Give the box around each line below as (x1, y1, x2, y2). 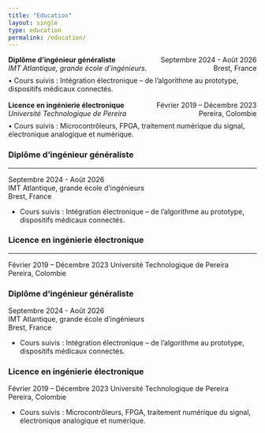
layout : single (8, 19, 58, 27)
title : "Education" (8, 11, 73, 20)
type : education (8, 26, 62, 34)
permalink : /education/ (8, 33, 87, 42)
